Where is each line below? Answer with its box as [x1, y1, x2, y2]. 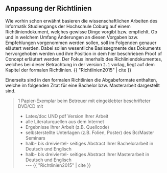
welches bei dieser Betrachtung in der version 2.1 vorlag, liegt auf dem [5, 61, 155, 67]
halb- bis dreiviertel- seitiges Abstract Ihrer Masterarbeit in [25, 151, 150, 157]
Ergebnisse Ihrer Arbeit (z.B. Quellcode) [25, 124, 110, 130]
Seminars [25, 134, 46, 141]
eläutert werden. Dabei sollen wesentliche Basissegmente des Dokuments [5, 45, 161, 51]
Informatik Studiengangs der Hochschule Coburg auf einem [5, 23, 131, 29]
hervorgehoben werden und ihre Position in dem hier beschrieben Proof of [5, 50, 162, 56]
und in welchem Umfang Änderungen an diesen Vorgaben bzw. [5, 34, 139, 40]
